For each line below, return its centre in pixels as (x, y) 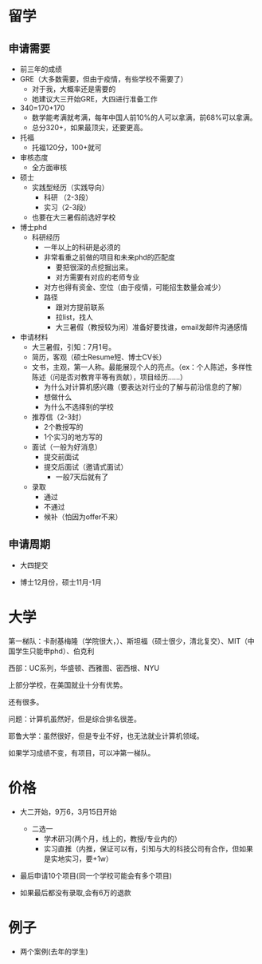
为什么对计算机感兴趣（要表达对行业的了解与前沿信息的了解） (145, 387)
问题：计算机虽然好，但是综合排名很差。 (74, 719)
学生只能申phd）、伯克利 (55, 651)
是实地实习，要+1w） (78, 859)
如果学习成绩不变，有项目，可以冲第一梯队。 (82, 752)
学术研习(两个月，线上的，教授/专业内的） (112, 839)
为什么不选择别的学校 (78, 407)
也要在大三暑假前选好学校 (74, 217)
